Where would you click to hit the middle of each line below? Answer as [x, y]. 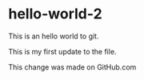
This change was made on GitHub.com [72, 67]
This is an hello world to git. [54, 36]
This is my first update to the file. [63, 51]
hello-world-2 [55, 14]
